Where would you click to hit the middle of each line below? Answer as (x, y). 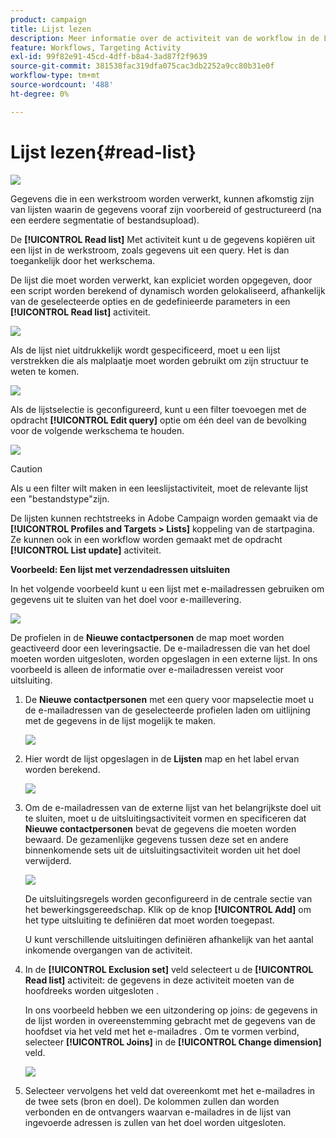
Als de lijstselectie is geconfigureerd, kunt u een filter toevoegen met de (158, 409)
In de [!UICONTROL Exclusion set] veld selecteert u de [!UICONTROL (169, 969)
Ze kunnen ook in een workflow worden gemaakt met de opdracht (146, 539)
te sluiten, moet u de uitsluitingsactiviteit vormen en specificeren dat (165, 818)
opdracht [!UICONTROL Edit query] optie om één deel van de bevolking (158, 420)
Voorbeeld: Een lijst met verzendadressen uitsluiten (120, 569)
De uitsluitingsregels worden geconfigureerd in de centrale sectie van (168, 898)
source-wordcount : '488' (62, 85)
